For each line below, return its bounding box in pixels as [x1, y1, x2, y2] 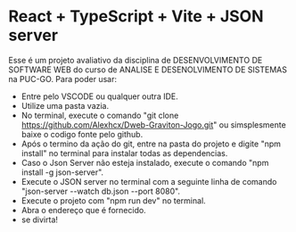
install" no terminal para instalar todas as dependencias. [21, 147, 228, 158]
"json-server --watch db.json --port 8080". [21, 186, 180, 196]
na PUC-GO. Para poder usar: [8, 73, 118, 84]
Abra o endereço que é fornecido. [21, 204, 146, 215]
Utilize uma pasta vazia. [21, 100, 110, 111]
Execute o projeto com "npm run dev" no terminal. [21, 195, 206, 206]
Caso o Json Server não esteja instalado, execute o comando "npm [21, 157, 269, 168]
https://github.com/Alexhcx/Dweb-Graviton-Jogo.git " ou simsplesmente [21, 119, 286, 130]
